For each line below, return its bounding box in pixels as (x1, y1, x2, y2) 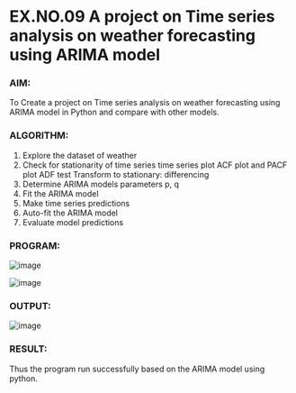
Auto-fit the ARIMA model (22, 207, 119, 218)
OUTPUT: (9, 300, 51, 312)
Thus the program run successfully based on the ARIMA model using (9, 363, 265, 374)
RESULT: (9, 343, 48, 355)
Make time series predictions (22, 197, 130, 208)
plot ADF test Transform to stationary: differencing (22, 169, 210, 179)
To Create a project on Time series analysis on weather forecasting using (9, 97, 281, 108)
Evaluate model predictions (22, 216, 124, 227)
